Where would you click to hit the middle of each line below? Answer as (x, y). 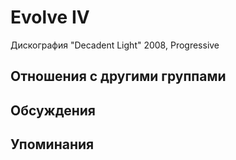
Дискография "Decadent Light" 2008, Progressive (115, 45)
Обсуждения (53, 110)
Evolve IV (50, 17)
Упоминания (52, 144)
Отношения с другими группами (118, 76)
